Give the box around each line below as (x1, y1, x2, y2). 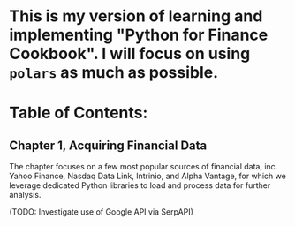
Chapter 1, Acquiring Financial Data (9, 138, 208, 153)
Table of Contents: (9, 103, 148, 123)
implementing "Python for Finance (9, 25, 269, 45)
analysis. (9, 190, 42, 200)
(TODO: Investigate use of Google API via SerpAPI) (9, 207, 194, 217)
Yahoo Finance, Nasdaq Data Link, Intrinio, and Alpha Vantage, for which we (9, 170, 287, 182)
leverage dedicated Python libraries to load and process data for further (9, 180, 271, 191)
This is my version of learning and (9, 6, 263, 26)
